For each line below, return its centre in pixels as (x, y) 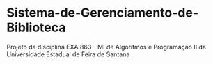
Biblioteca (36, 27)
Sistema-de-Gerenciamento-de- (103, 13)
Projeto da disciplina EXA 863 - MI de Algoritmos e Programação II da (106, 47)
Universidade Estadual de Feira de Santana (68, 54)
